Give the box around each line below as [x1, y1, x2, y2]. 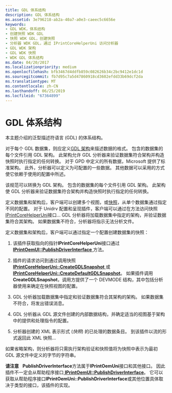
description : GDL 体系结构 [5, 12, 60, 17]
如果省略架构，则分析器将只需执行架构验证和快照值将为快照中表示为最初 [5, 346, 158, 352]
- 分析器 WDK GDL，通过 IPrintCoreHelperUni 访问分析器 [5, 41, 119, 46]
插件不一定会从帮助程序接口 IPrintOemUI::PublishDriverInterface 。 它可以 [5, 369, 163, 376]
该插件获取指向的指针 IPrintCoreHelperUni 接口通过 [12, 240, 120, 246]
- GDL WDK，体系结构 [5, 27, 45, 32]
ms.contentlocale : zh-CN [5, 83, 58, 89]
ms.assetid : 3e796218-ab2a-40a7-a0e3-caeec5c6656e [5, 17, 116, 22]
